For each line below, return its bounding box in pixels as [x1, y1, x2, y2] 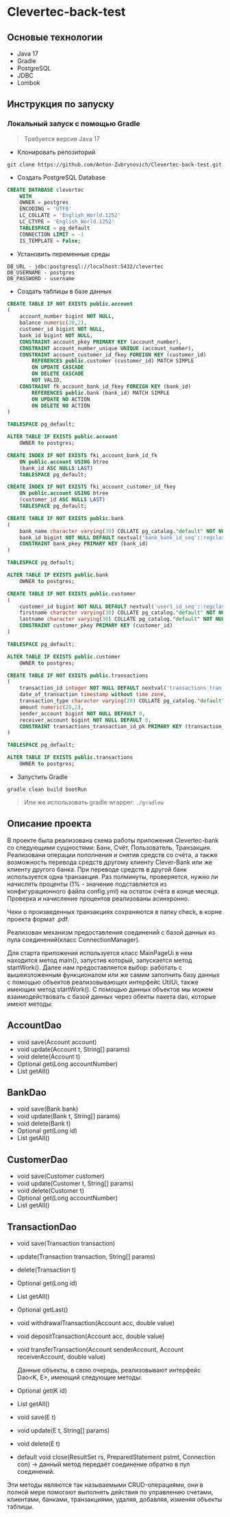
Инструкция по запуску [7, 99, 114, 110]
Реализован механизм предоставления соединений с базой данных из [7, 928, 216, 936]
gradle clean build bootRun [7, 786, 88, 793]
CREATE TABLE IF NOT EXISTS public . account [7, 300, 133, 307]
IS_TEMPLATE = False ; [19, 237, 81, 244]
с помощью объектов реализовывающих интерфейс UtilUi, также [7, 978, 199, 986]
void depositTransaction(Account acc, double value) [16, 1332, 165, 1340]
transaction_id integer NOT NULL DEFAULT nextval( [19, 684, 167, 692]
